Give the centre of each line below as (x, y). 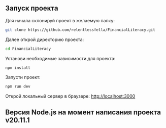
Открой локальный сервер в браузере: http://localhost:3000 (70, 96)
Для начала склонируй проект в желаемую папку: (60, 20)
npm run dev (18, 87)
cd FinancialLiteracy (28, 49)
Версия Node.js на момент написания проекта (83, 112)
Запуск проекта (32, 8)
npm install (18, 68)
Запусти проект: (23, 77)
